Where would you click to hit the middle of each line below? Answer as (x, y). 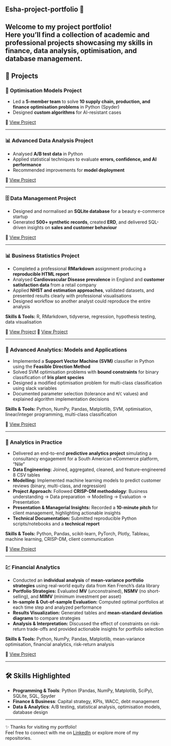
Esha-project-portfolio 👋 (45, 9)
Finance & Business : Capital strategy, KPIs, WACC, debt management (86, 702)
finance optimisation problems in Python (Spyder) (66, 107)
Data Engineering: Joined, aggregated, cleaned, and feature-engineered (89, 469)
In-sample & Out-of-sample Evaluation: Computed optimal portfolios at (88, 602)
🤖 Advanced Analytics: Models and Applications (66, 350)
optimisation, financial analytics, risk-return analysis (60, 644)
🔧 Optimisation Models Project (44, 91)
